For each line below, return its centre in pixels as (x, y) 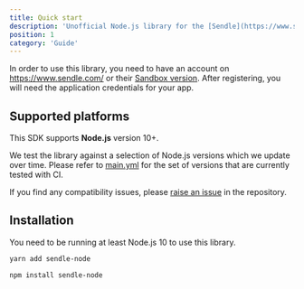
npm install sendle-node (56, 275)
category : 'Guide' (44, 43)
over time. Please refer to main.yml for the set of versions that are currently (149, 165)
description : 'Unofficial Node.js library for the (107, 26)
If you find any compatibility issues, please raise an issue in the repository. (148, 192)
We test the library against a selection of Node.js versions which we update (150, 155)
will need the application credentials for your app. (102, 88)
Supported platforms (69, 116)
